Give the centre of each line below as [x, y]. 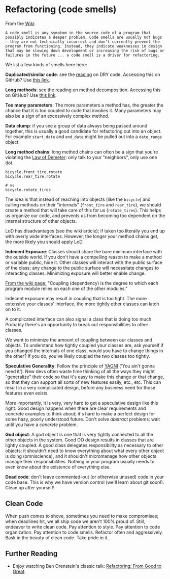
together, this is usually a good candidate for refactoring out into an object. [83, 131]
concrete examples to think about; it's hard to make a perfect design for [80, 413]
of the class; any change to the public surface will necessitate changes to [82, 268]
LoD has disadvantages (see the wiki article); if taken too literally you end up [85, 231]
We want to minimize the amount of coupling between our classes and [79, 339]
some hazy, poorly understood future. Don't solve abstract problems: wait [83, 419]
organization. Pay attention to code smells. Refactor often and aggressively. [84, 532]
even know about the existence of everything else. [58, 467]
